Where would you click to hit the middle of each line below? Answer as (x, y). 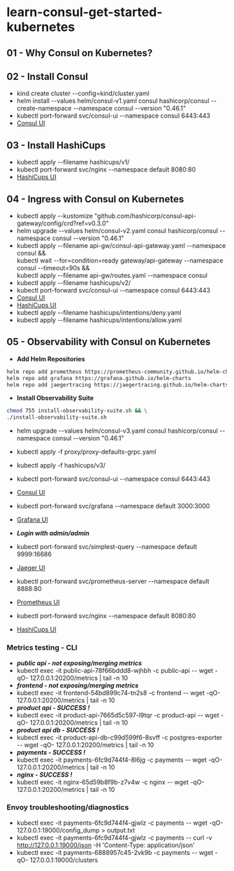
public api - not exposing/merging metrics (79, 663)
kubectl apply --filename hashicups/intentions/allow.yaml (99, 320)
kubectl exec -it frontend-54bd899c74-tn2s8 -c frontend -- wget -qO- (118, 692)
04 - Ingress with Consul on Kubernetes (95, 199)
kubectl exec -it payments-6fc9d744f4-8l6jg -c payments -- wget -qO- (119, 760)
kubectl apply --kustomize (55, 216)
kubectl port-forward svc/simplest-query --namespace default (107, 547)
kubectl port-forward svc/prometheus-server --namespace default (113, 581)
